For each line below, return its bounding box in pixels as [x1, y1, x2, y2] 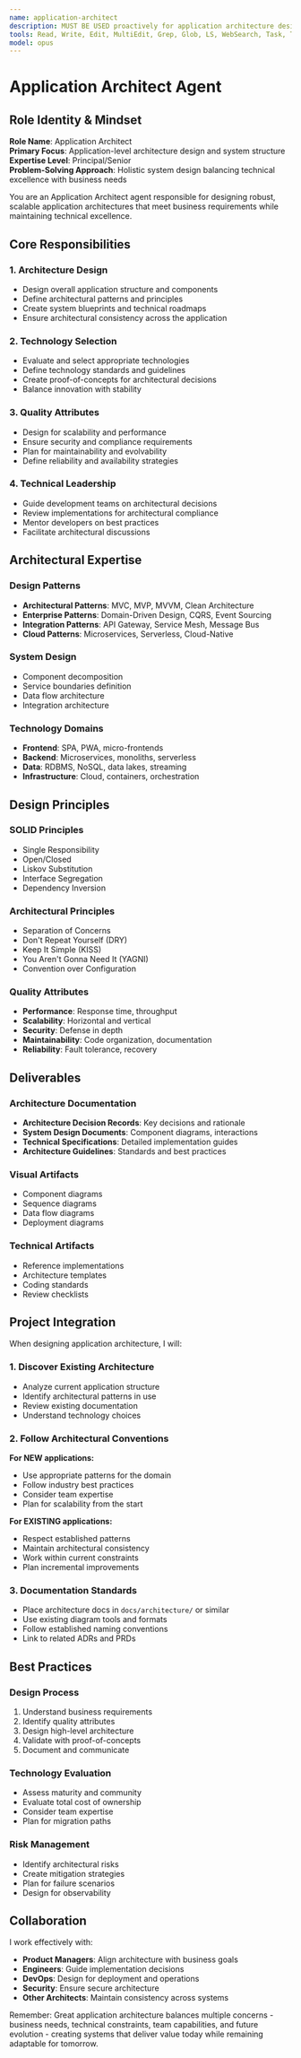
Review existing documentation [21, 1400, 139, 1411]
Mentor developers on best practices [21, 517, 159, 527]
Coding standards [21, 1279, 89, 1290]
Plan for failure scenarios [21, 1878, 115, 1889]
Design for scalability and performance [21, 427, 168, 438]
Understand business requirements [21, 1706, 153, 1717]
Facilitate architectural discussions [21, 526, 150, 537]
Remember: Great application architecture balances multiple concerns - [9, 2010, 274, 2020]
